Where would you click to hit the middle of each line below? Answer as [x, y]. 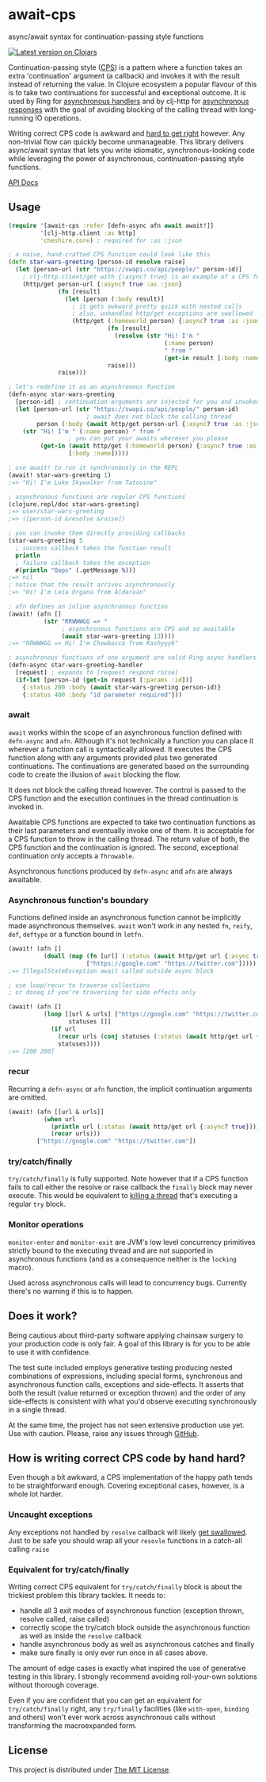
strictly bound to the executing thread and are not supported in [111, 1250]
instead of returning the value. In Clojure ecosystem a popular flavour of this [133, 84]
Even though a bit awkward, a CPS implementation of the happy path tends [131, 1477]
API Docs [23, 182]
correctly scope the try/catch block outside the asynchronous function [135, 1627]
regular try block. [37, 1204]
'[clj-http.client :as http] [88, 233]
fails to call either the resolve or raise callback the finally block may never [131, 1187]
